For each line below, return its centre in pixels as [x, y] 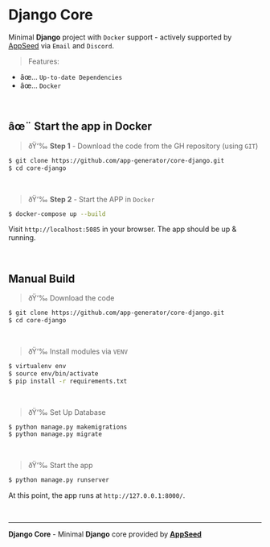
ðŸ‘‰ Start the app [61, 466]
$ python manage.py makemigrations [68, 427]
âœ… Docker [41, 85]
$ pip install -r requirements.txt [68, 381]
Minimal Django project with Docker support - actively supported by [120, 37]
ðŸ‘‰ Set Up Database [67, 412]
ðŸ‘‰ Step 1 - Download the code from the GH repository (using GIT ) [143, 146]
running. [22, 238]
